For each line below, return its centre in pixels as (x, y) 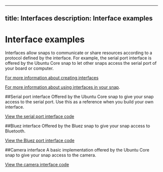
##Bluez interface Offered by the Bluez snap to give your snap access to (78, 126)
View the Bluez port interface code (40, 141)
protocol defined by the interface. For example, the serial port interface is (78, 58)
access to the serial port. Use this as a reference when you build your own (79, 102)
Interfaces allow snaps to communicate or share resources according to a (79, 53)
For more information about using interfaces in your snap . (63, 87)
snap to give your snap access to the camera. (51, 155)
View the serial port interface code (40, 116)
